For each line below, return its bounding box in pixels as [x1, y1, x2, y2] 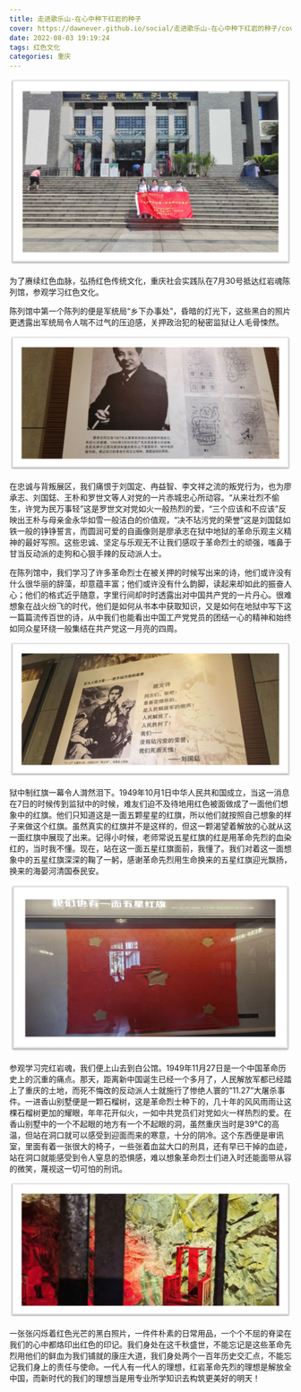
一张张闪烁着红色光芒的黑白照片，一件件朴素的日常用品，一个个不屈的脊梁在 [9, 1328, 292, 1338]
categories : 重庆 [9, 52, 72, 62]
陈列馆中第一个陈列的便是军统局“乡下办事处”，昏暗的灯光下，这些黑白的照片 [9, 305, 291, 316]
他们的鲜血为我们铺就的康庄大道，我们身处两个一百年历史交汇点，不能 [24, 1350, 284, 1361]
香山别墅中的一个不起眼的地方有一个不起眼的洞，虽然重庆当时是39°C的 [9, 1119, 271, 1130]
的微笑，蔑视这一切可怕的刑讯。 [9, 1164, 127, 1174]
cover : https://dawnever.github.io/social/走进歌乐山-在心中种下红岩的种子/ [9, 23, 282, 33]
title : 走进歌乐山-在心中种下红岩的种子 [9, 14, 142, 23]
